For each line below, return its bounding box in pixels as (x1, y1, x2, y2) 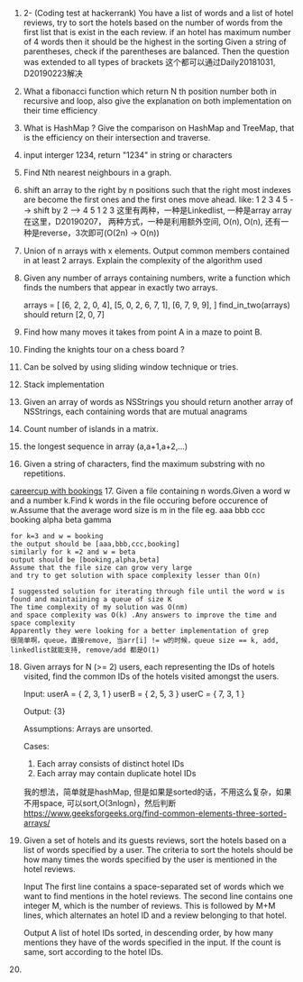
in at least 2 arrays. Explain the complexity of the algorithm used (23, 255, 262, 265)
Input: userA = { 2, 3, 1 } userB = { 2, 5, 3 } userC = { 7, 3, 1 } (23, 689, 245, 699)
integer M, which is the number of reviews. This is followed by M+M (23, 901, 276, 911)
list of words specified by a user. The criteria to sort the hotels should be (23, 845, 294, 855)
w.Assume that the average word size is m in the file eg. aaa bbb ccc (10, 505, 265, 515)
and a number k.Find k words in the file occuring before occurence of (10, 495, 269, 506)
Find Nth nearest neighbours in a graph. (23, 167, 172, 178)
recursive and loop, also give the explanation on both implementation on (23, 96, 292, 106)
